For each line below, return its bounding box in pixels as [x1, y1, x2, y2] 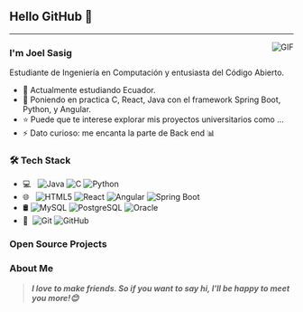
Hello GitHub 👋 [9, 9, 93, 24]
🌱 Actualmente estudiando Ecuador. [22, 85, 156, 96]
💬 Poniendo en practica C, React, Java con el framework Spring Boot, [22, 94, 281, 105]
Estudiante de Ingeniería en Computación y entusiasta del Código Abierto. [9, 67, 285, 78]
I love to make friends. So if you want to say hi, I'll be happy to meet [31, 282, 290, 294]
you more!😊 [31, 292, 79, 303]
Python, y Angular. [22, 104, 92, 115]
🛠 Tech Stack [9, 155, 71, 167]
